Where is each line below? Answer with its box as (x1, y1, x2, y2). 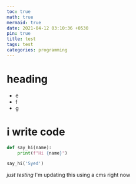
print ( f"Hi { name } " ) (17, 150, 68, 156)
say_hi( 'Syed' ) (6, 160, 44, 167)
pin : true (6, 31, 31, 37)
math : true (6, 14, 34, 20)
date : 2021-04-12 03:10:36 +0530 (6, 25, 89, 31)
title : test (6, 36, 36, 42)
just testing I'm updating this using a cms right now (6, 172, 131, 179)
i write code (6, 125, 65, 139)
